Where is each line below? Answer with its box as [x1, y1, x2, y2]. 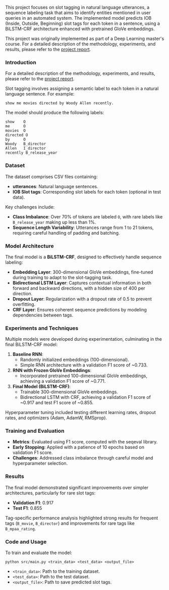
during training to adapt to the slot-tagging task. [12, 274, 112, 280]
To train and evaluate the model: [5, 550, 72, 556]
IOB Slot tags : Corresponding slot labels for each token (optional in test [12, 189, 161, 195]
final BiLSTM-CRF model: [5, 341, 58, 348]
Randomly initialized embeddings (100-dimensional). [20, 356, 130, 363]
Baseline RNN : [12, 351, 43, 357]
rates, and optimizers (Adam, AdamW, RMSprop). [5, 415, 107, 421]
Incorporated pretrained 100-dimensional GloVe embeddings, [20, 373, 148, 379]
